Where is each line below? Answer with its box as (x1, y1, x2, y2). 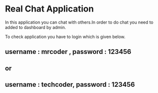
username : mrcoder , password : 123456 (5, 48, 131, 56)
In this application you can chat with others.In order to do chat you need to (5, 19, 154, 25)
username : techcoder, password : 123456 (5, 80, 135, 89)
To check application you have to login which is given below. (5, 34, 126, 40)
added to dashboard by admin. (5, 24, 66, 30)
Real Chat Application (5, 3, 94, 14)
